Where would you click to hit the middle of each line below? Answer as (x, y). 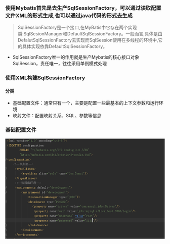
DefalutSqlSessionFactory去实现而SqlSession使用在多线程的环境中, (88, 40)
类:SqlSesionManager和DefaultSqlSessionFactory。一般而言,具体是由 (90, 34)
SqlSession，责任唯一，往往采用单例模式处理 (60, 64)
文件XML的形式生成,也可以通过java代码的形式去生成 (69, 15)
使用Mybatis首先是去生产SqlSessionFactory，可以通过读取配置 (83, 8)
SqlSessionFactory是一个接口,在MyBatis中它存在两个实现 (77, 28)
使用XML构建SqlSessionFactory (45, 78)
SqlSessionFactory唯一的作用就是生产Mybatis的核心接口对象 (76, 57)
